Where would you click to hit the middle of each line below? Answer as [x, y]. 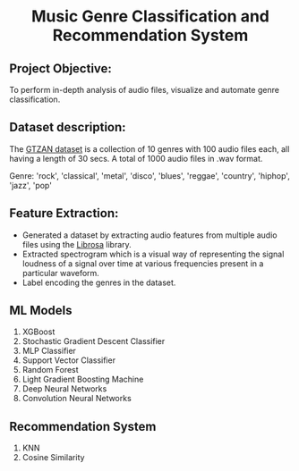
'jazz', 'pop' [30, 185]
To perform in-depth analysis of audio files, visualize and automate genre [145, 90]
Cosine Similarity [53, 458]
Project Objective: [60, 68]
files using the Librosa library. [77, 244]
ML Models [41, 311]
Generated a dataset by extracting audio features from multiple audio [149, 235]
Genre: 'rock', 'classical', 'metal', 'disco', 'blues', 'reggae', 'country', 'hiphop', [150, 175]
